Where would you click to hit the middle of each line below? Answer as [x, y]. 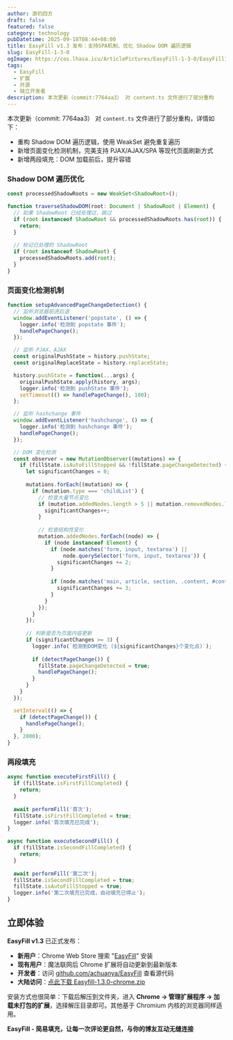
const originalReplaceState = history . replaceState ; [91, 363]
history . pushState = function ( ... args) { [74, 375]
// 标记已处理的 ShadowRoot [51, 245]
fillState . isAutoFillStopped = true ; [68, 887]
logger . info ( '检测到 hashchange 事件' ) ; [76, 427]
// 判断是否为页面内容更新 [59, 634]
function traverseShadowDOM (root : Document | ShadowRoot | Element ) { [111, 207]
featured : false [31, 26]
